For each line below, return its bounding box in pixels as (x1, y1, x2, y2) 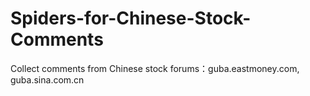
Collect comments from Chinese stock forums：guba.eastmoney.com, (10, 62, 300, 74)
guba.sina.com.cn (10, 73, 85, 86)
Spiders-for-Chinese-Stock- (10, 7, 252, 30)
